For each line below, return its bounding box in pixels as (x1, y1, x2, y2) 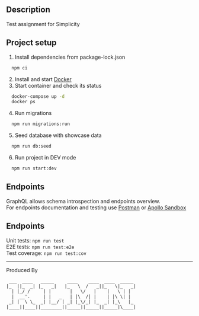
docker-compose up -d (11, 93, 65, 100)
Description (6, 5, 50, 15)
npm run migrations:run (11, 121, 70, 127)
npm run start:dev (11, 165, 57, 171)
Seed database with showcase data (14, 132, 102, 139)
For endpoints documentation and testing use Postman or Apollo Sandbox (6, 204, 187, 211)
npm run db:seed (11, 143, 52, 149)
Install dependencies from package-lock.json (14, 53, 126, 60)
